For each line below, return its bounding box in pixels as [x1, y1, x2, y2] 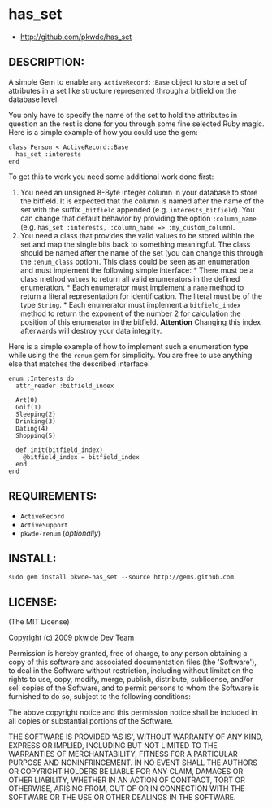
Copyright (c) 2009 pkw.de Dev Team [8, 632, 135, 643]
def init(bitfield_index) [15, 445, 104, 454]
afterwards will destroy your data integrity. [19, 326, 162, 335]
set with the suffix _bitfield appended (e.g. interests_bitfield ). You [19, 204, 255, 214]
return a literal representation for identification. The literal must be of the [19, 291, 262, 301]
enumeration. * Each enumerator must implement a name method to [19, 282, 244, 292]
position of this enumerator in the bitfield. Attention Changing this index [19, 317, 261, 326]
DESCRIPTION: [8, 55, 85, 69]
